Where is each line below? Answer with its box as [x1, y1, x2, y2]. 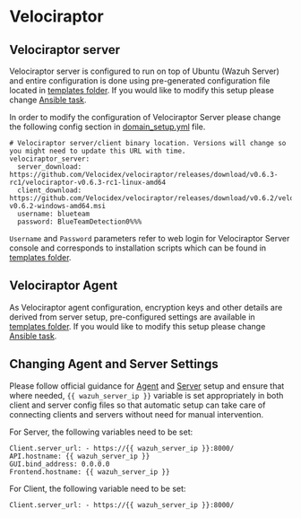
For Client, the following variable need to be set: [9, 483, 186, 494]
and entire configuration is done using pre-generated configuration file [9, 75, 271, 86]
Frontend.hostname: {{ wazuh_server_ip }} [9, 467, 170, 477]
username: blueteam [17, 209, 90, 218]
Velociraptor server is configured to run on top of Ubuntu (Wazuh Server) [9, 66, 279, 76]
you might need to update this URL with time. [9, 146, 186, 155]
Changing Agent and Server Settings [9, 356, 219, 372]
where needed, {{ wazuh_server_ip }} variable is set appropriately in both [9, 390, 284, 400]
